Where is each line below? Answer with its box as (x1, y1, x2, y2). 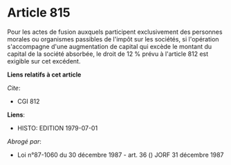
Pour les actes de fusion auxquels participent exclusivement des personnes (7, 28, 223, 36)
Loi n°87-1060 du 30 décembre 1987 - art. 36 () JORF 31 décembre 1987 (17, 151, 224, 159)
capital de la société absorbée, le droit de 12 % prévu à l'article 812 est (7, 50, 209, 58)
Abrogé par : (7, 137, 41, 146)
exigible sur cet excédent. (7, 57, 81, 65)
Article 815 (7, 5, 71, 21)
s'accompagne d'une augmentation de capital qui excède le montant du (7, 42, 212, 50)
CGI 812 (17, 97, 40, 105)
